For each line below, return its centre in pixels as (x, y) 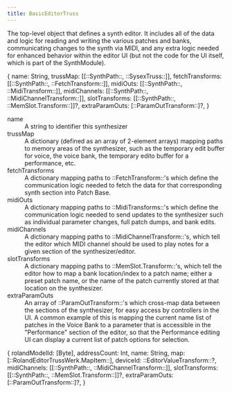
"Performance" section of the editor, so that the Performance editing (122, 332)
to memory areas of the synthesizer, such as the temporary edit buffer (125, 148)
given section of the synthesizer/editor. (80, 251)
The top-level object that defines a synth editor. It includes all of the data (111, 33)
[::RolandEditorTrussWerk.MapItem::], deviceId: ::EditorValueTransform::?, (112, 360)
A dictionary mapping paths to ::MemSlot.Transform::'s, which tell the (123, 266)
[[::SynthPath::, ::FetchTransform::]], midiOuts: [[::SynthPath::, (95, 83)
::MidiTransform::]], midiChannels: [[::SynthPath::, (78, 91)
